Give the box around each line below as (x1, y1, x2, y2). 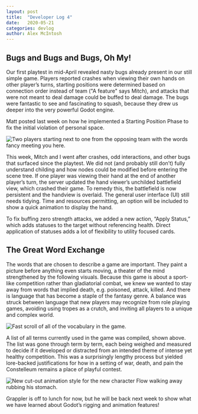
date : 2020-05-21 (6, 20, 54, 26)
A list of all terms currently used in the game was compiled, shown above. (6, 334, 186, 341)
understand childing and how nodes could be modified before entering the (6, 165, 188, 173)
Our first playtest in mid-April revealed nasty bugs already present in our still (6, 68, 192, 75)
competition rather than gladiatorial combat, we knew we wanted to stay (15, 279, 192, 286)
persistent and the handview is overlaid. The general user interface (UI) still (6, 191, 190, 198)
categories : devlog (6, 25, 54, 31)
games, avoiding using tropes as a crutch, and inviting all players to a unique (6, 305, 193, 312)
